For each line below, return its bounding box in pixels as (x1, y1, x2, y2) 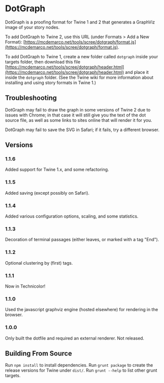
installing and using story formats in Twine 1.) (5, 79, 96, 86)
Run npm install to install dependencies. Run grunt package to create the (5, 362, 153, 368)
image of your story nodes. (5, 24, 60, 30)
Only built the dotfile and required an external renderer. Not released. (5, 335, 144, 341)
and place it (125, 69, 149, 75)
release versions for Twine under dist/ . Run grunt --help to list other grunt (5, 367, 158, 373)
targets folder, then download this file (5, 59, 81, 65)
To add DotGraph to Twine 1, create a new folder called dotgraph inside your (5, 53, 158, 59)
